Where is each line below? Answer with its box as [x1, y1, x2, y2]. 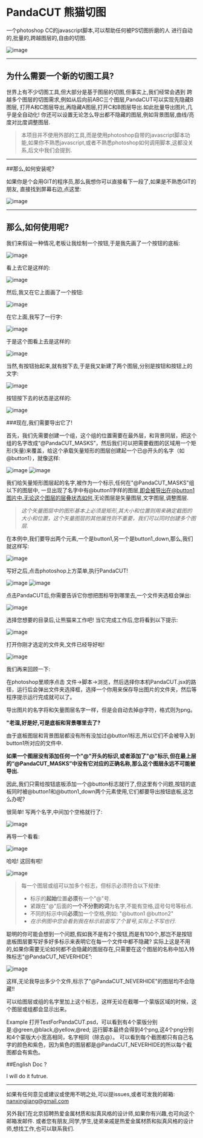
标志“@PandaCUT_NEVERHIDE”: [11, 953, 92, 960]
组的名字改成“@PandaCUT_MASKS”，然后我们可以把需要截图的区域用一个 [6, 439, 192, 446]
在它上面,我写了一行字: [6, 313, 63, 320]
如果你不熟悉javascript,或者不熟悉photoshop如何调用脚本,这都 [28, 138, 183, 146]
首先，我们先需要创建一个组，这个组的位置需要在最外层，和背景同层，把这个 [6, 432, 197, 439]
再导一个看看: [6, 833, 40, 840]
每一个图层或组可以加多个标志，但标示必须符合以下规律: [21, 882, 161, 889]
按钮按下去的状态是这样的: [6, 394, 72, 402]
